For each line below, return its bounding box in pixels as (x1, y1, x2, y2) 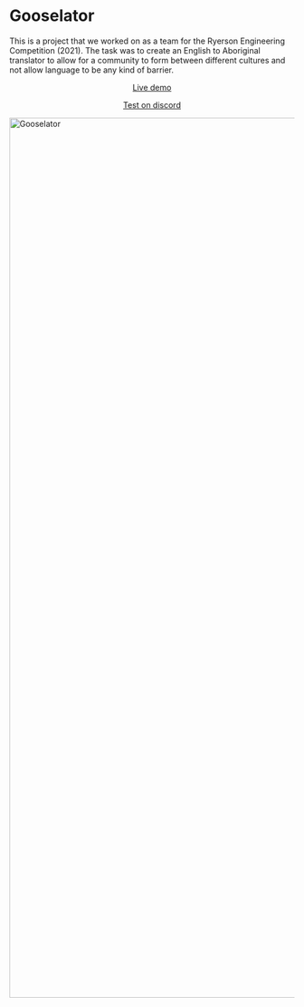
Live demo (132, 82, 172, 93)
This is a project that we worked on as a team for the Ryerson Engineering (9, 35, 285, 46)
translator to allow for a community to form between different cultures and (9, 54, 286, 65)
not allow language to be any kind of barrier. (9, 64, 175, 75)
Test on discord (123, 99, 181, 110)
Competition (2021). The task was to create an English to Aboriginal (9, 44, 261, 55)
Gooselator (9, 5, 95, 26)
